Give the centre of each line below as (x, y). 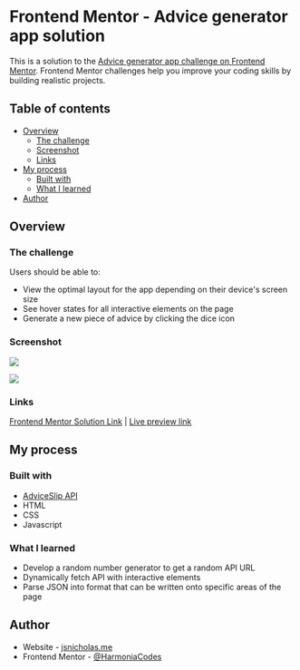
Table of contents (60, 109)
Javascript (42, 524)
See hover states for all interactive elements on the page (128, 309)
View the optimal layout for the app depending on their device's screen (155, 290)
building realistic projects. (58, 80)
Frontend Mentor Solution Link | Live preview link (101, 422)
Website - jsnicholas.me (68, 646)
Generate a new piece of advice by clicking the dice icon (129, 318)
